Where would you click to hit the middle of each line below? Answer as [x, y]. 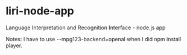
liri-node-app [40, 11]
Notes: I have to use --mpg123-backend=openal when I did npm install [93, 39]
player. [14, 45]
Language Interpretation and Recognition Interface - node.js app [86, 27]
